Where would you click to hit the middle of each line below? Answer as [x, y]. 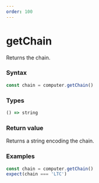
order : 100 [19, 12]
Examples [21, 156]
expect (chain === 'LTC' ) [37, 174]
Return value [25, 128]
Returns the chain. [28, 58]
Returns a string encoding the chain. [50, 141]
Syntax [16, 73]
